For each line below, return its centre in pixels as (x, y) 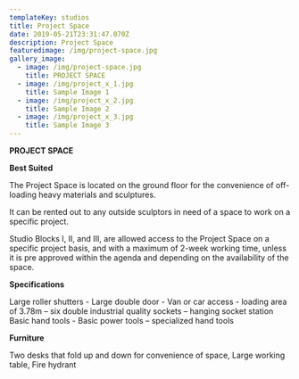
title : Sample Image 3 (67, 126)
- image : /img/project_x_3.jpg (75, 117)
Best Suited (31, 168)
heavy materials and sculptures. (97, 194)
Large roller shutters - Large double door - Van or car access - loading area (148, 301)
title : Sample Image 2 (67, 109)
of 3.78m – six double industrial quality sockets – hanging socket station (141, 311)
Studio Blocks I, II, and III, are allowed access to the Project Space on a (139, 239)
